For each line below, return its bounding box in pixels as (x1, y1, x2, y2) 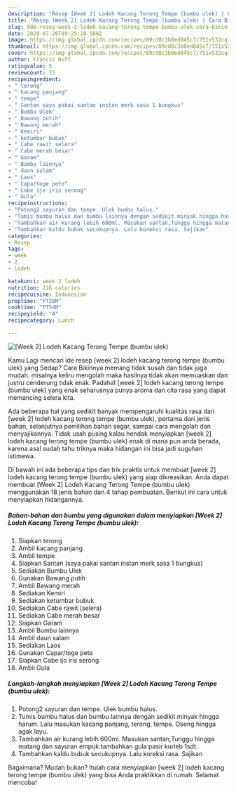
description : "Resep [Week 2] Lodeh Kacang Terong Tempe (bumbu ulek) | (8, 10, 225, 18)
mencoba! (8, 778, 37, 786)
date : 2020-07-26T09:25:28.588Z (8, 30, 102, 37)
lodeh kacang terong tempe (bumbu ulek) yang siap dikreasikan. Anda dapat (8, 472, 229, 481)
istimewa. (8, 451, 36, 460)
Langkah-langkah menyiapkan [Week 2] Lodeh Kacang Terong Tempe (8, 680, 218, 688)
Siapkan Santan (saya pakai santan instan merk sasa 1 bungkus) (18, 559, 204, 567)
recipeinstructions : (8, 200, 69, 207)
